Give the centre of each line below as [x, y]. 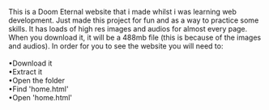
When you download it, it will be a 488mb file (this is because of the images [135, 37]
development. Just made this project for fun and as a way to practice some [134, 20]
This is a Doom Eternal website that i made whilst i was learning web [123, 12]
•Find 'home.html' [38, 89]
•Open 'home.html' [41, 97]
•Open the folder [37, 80]
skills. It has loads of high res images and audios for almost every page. [128, 29]
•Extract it [26, 72]
